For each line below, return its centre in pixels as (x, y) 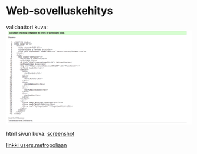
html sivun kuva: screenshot (40, 133)
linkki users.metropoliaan (37, 145)
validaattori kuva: (27, 27)
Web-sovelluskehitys (60, 11)
